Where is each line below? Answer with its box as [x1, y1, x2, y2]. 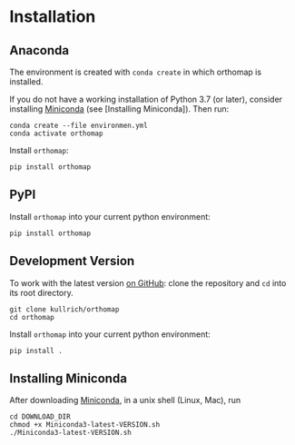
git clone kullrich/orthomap [9, 304, 120, 314]
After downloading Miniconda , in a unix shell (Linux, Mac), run [9, 395, 241, 406]
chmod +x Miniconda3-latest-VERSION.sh [9, 420, 161, 430]
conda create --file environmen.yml [9, 121, 148, 130]
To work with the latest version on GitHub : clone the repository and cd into [9, 277, 287, 288]
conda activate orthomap [9, 129, 103, 138]
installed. [9, 76, 44, 87]
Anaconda [9, 43, 70, 58]
